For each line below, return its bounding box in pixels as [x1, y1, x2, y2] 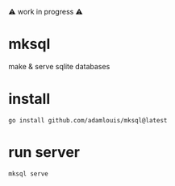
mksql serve [8, 169, 48, 178]
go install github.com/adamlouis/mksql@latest [8, 116, 168, 124]
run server [8, 143, 81, 162]
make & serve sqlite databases [8, 61, 110, 71]
